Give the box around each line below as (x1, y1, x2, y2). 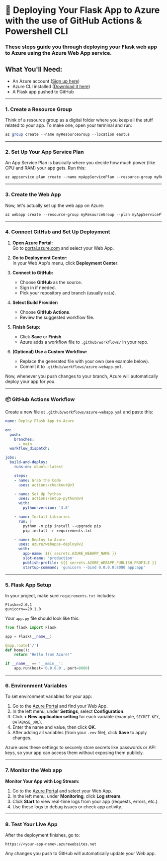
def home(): (5, 648, 30, 653)
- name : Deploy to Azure (14, 537, 66, 542)
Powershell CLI (5, 26, 69, 37)
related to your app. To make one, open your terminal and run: (5, 122, 132, 128)
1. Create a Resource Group (5, 105, 72, 112)
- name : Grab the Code (14, 478, 61, 483)
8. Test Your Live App (5, 821, 58, 828)
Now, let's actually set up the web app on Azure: (5, 202, 104, 208)
